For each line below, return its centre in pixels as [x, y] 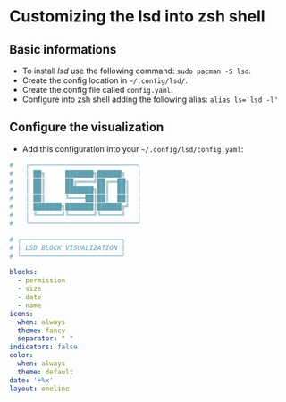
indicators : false [43, 347]
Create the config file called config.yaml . [97, 90]
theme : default [46, 372]
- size [29, 289]
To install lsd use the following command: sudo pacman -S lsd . [137, 71]
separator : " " [46, 339]
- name [29, 306]
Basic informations [63, 50]
